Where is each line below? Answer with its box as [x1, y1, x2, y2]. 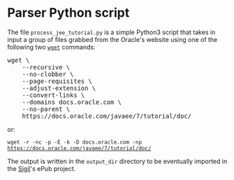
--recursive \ [22, 63, 71, 71]
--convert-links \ [22, 91, 85, 99]
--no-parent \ [22, 105, 71, 113]
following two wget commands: [7, 43, 96, 51]
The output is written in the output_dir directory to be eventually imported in [7, 157, 228, 165]
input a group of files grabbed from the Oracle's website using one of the [7, 35, 218, 43]
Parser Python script [7, 5, 130, 21]
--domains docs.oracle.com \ [22, 98, 122, 106]
